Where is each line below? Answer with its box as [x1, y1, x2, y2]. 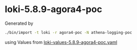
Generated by [5, 20, 33, 26]
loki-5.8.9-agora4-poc [5, 4, 102, 15]
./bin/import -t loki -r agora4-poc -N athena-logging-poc [5, 30, 132, 35]
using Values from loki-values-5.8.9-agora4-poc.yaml [5, 39, 118, 45]
